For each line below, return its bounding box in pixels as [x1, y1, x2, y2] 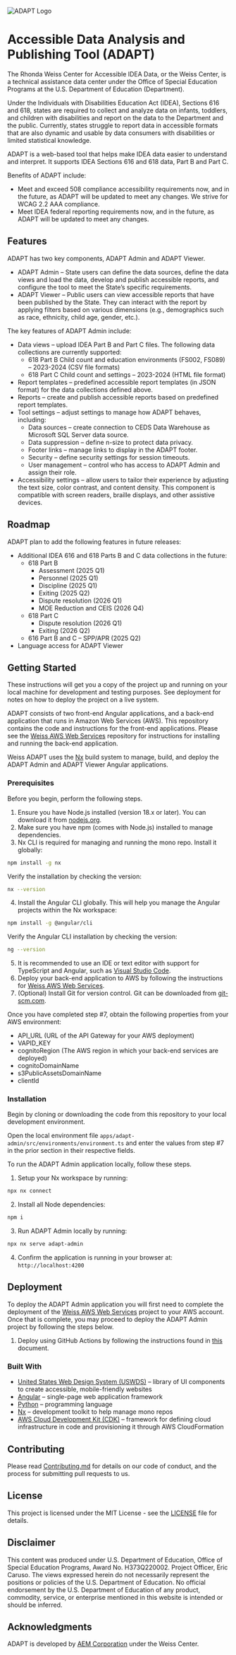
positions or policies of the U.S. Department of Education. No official [7, 1578, 206, 1586]
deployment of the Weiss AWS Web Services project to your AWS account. [7, 1307, 224, 1316]
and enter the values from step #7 [125, 1139, 224, 1147]
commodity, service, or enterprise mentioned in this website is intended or [7, 1593, 223, 1601]
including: [17, 415, 46, 424]
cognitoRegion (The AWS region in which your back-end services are [17, 1047, 218, 1055]
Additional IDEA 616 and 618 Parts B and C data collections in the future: [17, 551, 228, 559]
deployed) [17, 1054, 48, 1062]
